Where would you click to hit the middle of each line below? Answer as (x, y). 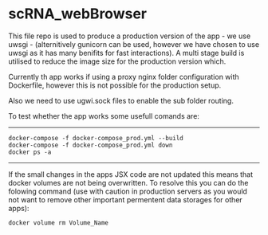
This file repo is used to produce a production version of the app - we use (130, 36)
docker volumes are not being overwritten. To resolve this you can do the (128, 182)
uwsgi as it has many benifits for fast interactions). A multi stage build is (126, 53)
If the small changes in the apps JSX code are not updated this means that (131, 174)
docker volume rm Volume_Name (59, 223)
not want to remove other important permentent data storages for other (126, 199)
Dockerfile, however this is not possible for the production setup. (115, 85)
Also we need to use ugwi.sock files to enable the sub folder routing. (121, 100)
